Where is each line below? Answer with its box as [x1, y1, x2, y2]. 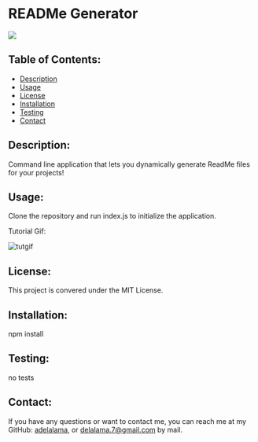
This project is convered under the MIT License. [8, 285, 164, 295]
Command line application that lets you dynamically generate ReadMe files [8, 159, 250, 169]
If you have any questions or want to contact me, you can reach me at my [8, 416, 246, 425]
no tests [8, 373, 35, 382]
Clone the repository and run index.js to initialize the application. [8, 212, 216, 221]
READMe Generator [8, 5, 138, 23]
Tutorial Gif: [8, 227, 46, 236]
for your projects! [8, 168, 64, 177]
